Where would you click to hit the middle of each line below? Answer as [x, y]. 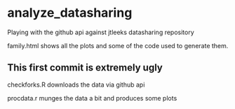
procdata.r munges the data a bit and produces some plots [92, 98]
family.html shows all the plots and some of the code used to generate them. [118, 45]
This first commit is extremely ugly [85, 68]
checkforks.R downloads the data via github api [76, 85]
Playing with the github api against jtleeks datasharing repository [101, 32]
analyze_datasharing [70, 13]
